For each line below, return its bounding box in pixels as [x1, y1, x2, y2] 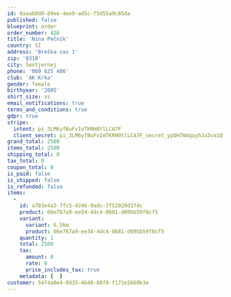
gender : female [7, 81, 51, 88]
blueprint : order [7, 23, 57, 30]
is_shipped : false [7, 176, 60, 183]
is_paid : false [7, 170, 51, 177]
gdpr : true [7, 112, 38, 119]
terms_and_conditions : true [7, 106, 88, 113]
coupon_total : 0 [7, 163, 54, 171]
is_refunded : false [7, 183, 63, 190]
